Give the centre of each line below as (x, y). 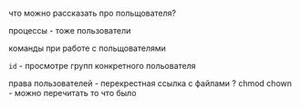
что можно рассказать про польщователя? (93, 13)
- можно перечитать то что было (73, 93)
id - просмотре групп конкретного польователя (103, 66)
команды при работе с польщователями (87, 48)
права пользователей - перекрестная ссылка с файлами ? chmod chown (150, 83)
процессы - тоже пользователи (70, 30)
